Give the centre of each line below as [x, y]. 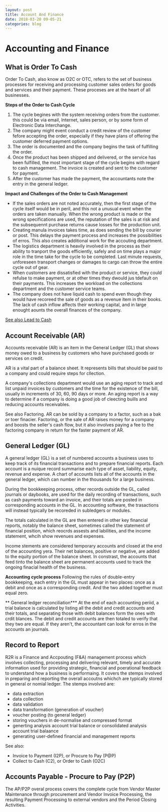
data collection [28, 699]
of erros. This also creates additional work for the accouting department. [88, 241]
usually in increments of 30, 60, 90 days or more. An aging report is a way [82, 394]
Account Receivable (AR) [45, 335]
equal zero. [17, 593]
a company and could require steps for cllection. [55, 373]
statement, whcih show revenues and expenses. [55, 536]
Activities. [16, 805]
